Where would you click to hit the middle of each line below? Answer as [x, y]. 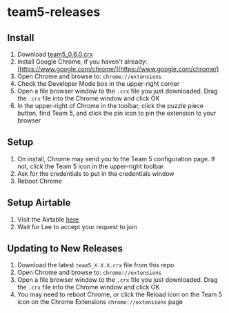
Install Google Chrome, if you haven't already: [82, 62]
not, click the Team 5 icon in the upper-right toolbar [90, 166]
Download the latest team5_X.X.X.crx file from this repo [96, 265]
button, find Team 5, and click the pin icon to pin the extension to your [117, 113]
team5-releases [54, 12]
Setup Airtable [39, 203]
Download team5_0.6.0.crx [55, 54]
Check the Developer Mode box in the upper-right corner [98, 83]
